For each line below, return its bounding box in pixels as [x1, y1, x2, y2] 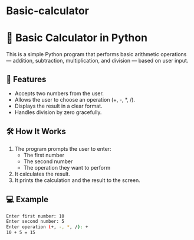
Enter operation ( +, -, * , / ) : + [6, 224, 88, 230]
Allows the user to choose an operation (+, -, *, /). [14, 96, 136, 103]
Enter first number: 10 [6, 213, 65, 219]
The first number [23, 151, 65, 158]
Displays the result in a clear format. [14, 102, 103, 109]
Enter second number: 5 [6, 219, 65, 225]
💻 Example [6, 194, 49, 205]
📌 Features [6, 74, 47, 84]
